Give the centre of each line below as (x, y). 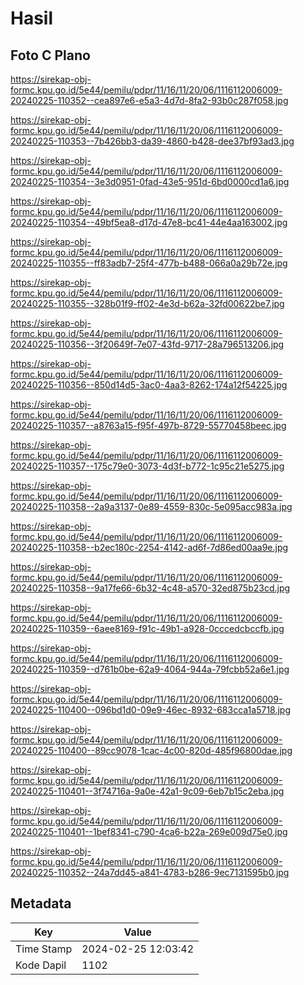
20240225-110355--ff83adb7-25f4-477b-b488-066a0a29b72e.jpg (149, 263)
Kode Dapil (41, 965)
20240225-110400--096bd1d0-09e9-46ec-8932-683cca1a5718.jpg (150, 710)
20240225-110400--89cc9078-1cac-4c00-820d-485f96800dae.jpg (151, 750)
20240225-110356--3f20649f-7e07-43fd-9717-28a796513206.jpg (147, 344)
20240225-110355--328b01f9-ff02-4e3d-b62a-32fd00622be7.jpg (147, 303)
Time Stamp (44, 949)
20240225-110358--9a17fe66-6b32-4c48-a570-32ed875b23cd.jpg (150, 588)
